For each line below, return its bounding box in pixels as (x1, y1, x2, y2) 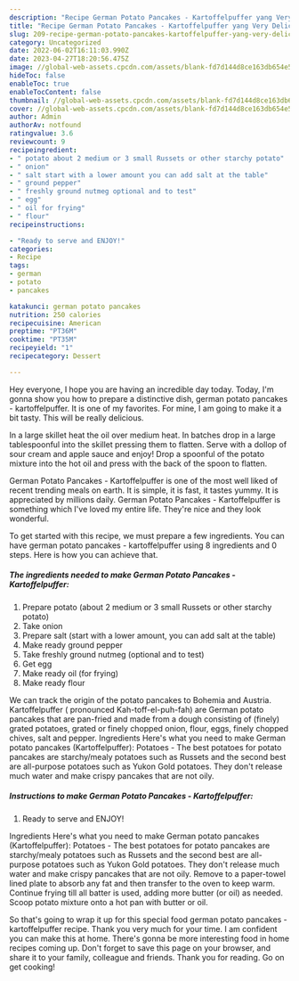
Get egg (21, 658, 53, 669)
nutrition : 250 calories (9, 310, 101, 319)
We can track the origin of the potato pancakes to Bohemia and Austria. (9, 694, 271, 705)
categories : (9, 244, 53, 254)
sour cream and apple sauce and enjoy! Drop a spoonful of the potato (9, 448, 265, 459)
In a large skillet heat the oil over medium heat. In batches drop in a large (9, 429, 276, 440)
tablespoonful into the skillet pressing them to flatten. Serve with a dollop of (9, 438, 287, 450)
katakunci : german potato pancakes (9, 302, 141, 311)
